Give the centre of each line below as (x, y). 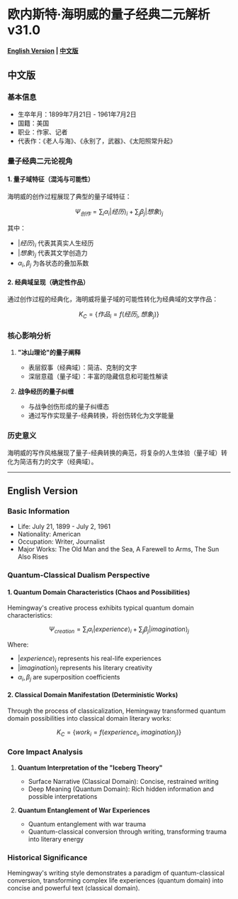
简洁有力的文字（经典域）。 (58, 461)
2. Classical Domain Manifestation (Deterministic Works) (93, 695)
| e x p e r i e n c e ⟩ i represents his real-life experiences (89, 660)
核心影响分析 (29, 335)
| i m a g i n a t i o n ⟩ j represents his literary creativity (85, 668)
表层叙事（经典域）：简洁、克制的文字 (83, 367)
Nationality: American (49, 534)
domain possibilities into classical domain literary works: (89, 718)
